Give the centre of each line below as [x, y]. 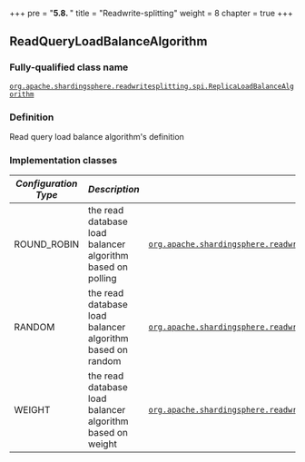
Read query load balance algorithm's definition [97, 136]
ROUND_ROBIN [47, 244]
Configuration [46, 183]
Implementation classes [64, 160]
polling [102, 279]
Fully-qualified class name [69, 67]
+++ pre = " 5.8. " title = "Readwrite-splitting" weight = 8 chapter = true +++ [151, 13]
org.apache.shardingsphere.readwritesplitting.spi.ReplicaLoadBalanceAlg [152, 86]
